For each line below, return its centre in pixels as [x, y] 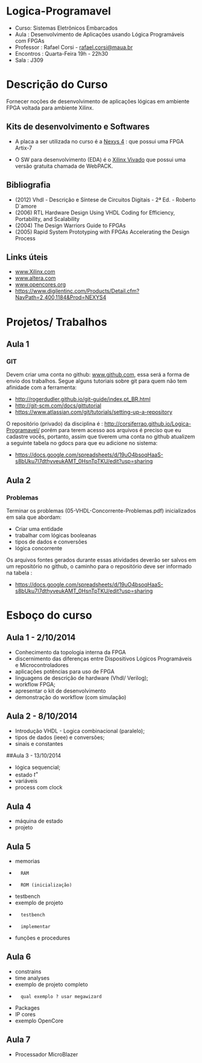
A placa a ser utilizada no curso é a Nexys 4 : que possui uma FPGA [99, 141]
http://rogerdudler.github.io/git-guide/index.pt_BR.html [83, 399]
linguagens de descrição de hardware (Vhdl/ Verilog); [82, 678]
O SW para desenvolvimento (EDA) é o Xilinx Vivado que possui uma [100, 159]
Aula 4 [19, 806]
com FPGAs [30, 41]
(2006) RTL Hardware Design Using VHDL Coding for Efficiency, [95, 212]
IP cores [25, 1014]
